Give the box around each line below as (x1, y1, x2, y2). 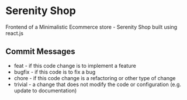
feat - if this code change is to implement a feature (13, 62, 137, 69)
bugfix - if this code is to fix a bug (13, 68, 96, 75)
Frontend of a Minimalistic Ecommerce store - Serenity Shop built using (5, 23, 178, 30)
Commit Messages (5, 47, 75, 57)
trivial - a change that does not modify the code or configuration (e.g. (13, 81, 182, 88)
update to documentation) (13, 87, 77, 94)
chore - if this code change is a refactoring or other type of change (13, 74, 176, 81)
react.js (5, 29, 24, 36)
